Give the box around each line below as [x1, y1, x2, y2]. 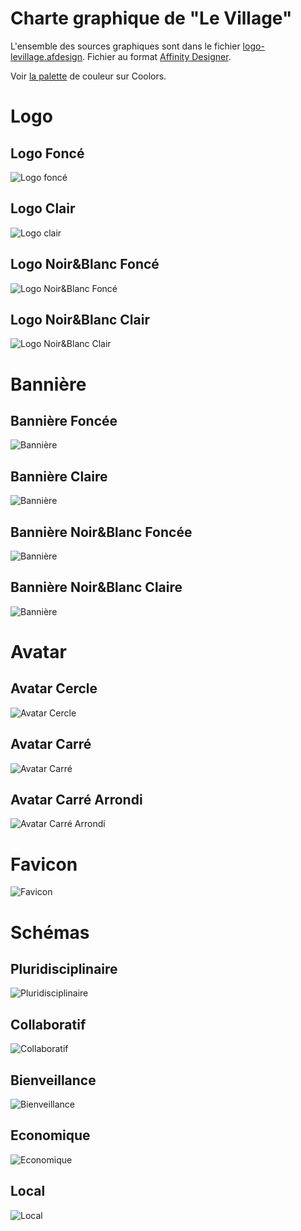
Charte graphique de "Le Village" [10, 7, 293, 30]
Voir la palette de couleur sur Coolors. [10, 70, 167, 82]
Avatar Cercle [10, 680, 98, 697]
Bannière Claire [10, 468, 108, 485]
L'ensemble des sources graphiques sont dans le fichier [10, 40, 241, 52]
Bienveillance [10, 1072, 97, 1089]
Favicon [10, 853, 78, 876]
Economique [10, 1127, 91, 1144]
